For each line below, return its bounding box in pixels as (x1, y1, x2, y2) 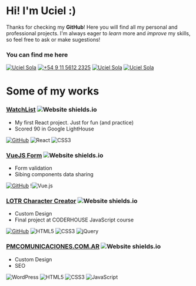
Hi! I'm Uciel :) (6, 4, 77, 18)
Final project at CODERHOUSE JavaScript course (14, 216, 134, 224)
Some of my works (6, 85, 99, 98)
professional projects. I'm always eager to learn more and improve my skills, (6, 29, 191, 36)
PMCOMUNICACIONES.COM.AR (6, 243, 100, 251)
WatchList (6, 106, 36, 114)
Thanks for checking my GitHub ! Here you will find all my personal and (6, 23, 178, 31)
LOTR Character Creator (6, 197, 77, 205)
